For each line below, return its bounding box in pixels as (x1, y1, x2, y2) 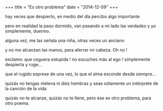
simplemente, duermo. (5, 28, 50, 34)
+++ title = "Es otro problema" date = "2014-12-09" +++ (5, 4, 118, 10)
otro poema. (5, 100, 30, 106)
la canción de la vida (5, 86, 47, 92)
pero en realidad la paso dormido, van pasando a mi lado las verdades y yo (5, 23, 156, 29)
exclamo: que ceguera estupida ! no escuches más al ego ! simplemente (5, 56, 150, 62)
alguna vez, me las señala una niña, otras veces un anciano (5, 37, 124, 43)
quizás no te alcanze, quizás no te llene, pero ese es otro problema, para (5, 95, 151, 101)
